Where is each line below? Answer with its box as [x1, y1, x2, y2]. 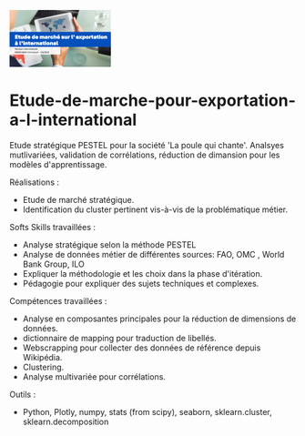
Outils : [9, 389, 36, 400]
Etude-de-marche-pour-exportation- [9, 90, 296, 111]
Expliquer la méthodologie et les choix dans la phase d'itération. [22, 268, 263, 279]
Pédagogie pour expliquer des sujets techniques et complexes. [22, 278, 259, 289]
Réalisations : [9, 177, 59, 188]
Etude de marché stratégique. [22, 194, 135, 205]
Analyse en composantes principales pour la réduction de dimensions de [22, 313, 297, 324]
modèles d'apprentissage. [9, 158, 107, 169]
